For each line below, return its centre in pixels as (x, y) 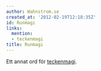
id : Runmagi (21, 22)
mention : (22, 34)
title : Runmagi (25, 45)
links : (14, 28)
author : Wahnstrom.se (33, 12)
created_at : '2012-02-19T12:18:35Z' (51, 17)
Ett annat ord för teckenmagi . (42, 61)
